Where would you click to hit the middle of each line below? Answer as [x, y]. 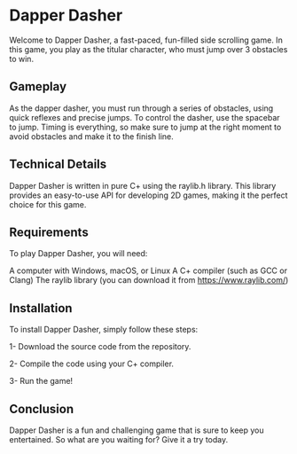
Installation [41, 308]
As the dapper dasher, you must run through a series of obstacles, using [141, 108]
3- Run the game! [41, 381]
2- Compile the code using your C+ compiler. [92, 364]
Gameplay [38, 86]
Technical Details [58, 164]
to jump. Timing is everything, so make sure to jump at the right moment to [145, 127]
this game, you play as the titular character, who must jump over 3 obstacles [148, 49]
